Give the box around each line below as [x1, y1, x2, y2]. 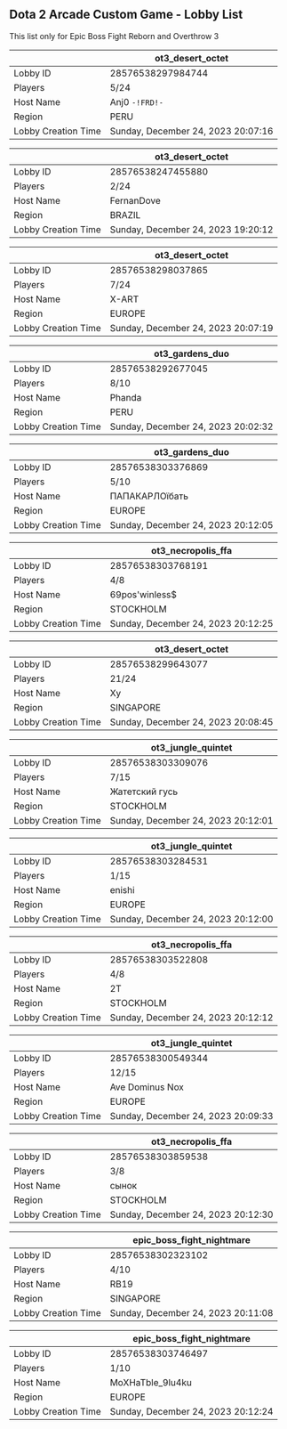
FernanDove [109, 194, 162, 207]
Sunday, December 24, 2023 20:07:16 [109, 125, 274, 137]
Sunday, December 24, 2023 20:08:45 [109, 716, 274, 728]
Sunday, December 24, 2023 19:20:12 [109, 223, 274, 235]
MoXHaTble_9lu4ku [109, 1376, 193, 1388]
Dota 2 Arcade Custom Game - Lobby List [9, 7, 243, 22]
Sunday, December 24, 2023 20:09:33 [109, 1109, 274, 1122]
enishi [109, 883, 135, 896]
